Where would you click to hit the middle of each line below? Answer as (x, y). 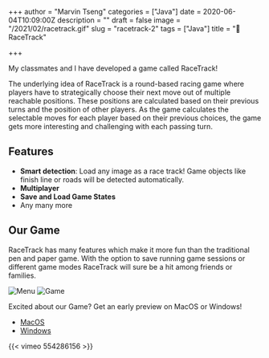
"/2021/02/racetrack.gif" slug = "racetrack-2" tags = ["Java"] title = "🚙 (124, 28)
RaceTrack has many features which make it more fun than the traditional (129, 250)
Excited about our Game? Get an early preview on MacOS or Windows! (125, 306)
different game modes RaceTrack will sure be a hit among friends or (120, 266)
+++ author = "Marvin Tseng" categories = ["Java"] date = (105, 12)
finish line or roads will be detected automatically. (102, 179)
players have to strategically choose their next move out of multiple (120, 92)
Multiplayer (40, 188)
